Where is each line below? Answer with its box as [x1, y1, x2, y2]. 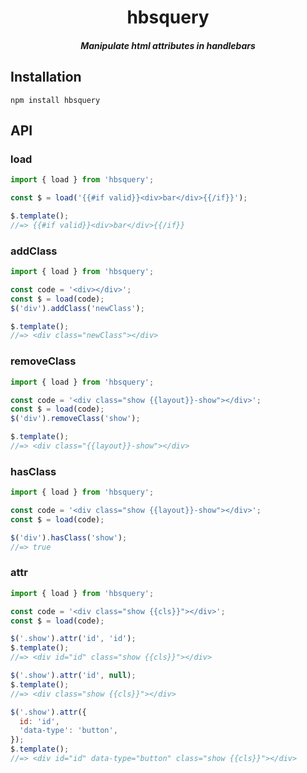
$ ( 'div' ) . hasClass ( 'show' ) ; [10, 532, 128, 543]
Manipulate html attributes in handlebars [80, 39, 256, 51]
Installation [10, 69, 82, 86]
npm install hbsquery [10, 95, 101, 105]
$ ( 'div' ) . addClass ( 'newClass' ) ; [10, 303, 145, 313]
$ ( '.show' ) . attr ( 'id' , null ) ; [10, 671, 137, 681]
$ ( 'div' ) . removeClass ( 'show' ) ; [10, 414, 141, 424]
